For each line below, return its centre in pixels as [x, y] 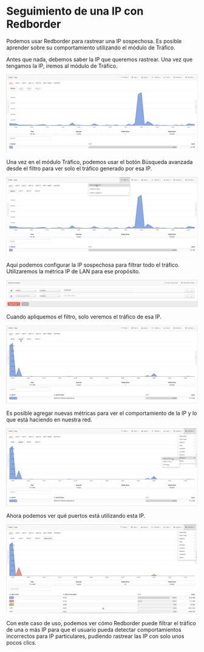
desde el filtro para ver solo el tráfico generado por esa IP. [79, 168]
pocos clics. [21, 642]
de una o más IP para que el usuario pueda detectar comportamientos [94, 629]
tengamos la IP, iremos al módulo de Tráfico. [62, 66]
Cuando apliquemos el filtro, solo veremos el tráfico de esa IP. [84, 317]
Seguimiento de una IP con [75, 11]
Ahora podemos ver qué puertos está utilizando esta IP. [76, 516]
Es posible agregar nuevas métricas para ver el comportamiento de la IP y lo [102, 413]
